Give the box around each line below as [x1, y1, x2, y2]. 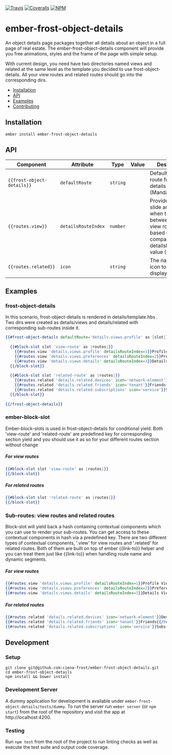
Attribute [71, 161, 94, 168]
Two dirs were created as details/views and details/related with [5, 320, 139, 326]
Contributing [12, 103, 39, 109]
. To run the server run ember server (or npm [64, 703, 156, 709]
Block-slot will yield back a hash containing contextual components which [5, 524, 161, 530]
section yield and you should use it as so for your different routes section [5, 436, 160, 442]
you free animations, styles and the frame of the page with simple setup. [5, 50, 159, 56]
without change [5, 442, 38, 448]
